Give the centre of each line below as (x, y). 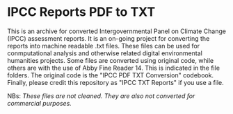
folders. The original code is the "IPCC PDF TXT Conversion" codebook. (111, 75)
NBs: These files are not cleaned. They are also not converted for (101, 96)
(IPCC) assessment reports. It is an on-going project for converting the (109, 38)
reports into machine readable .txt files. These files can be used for (104, 46)
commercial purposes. (39, 103)
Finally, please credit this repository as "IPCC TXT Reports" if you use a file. (115, 82)
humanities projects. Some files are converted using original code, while (111, 60)
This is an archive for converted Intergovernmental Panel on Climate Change (116, 31)
